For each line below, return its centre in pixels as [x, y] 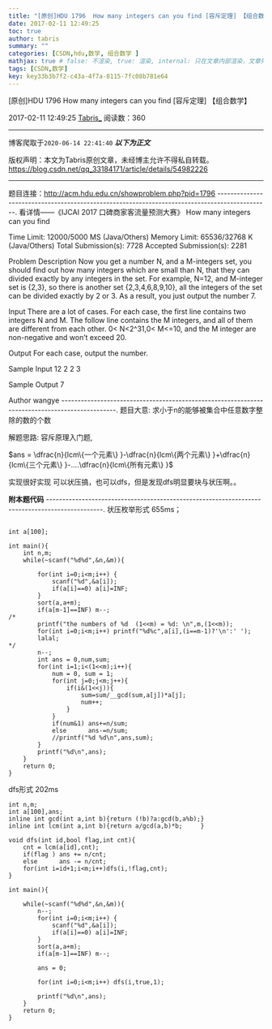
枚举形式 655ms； [151, 509]
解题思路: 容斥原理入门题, [51, 437]
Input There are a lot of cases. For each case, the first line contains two [127, 311]
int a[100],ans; [36, 812]
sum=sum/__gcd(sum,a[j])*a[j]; [133, 695]
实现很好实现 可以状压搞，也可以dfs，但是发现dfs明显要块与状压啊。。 [125, 482]
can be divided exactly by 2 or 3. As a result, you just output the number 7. [132, 295]
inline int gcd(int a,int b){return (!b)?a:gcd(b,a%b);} [106, 819]
